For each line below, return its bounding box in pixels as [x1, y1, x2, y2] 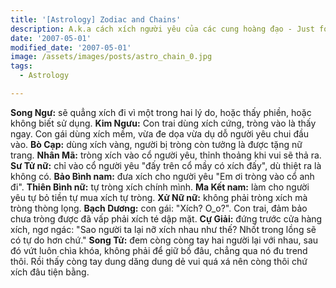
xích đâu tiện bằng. [10, 266, 90, 278]
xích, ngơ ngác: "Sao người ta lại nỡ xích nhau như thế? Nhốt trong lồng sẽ [10, 223, 317, 235]
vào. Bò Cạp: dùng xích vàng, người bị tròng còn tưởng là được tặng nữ [10, 138, 303, 150]
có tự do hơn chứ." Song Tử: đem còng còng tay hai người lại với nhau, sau [10, 234, 319, 246]
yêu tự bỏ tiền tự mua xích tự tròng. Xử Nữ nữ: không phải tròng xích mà [10, 191, 308, 203]
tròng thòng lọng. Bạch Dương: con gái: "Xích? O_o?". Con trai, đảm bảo [10, 202, 308, 214]
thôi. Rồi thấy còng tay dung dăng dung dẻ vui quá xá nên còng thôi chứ [10, 255, 308, 267]
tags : [10, 61, 33, 71]
